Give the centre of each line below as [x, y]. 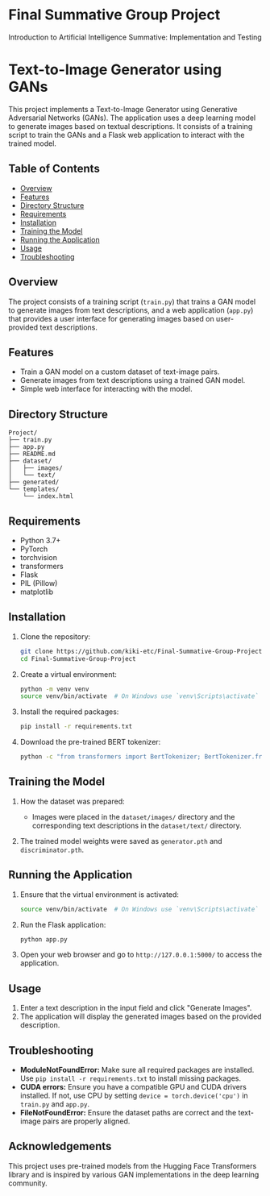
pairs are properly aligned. [86, 1121]
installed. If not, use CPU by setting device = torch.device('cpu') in [134, 1095]
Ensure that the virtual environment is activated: [100, 894]
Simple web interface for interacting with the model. [106, 389]
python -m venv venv [54, 689]
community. [28, 1183]
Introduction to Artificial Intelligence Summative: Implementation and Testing [135, 37]
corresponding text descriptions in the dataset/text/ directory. [137, 825]
